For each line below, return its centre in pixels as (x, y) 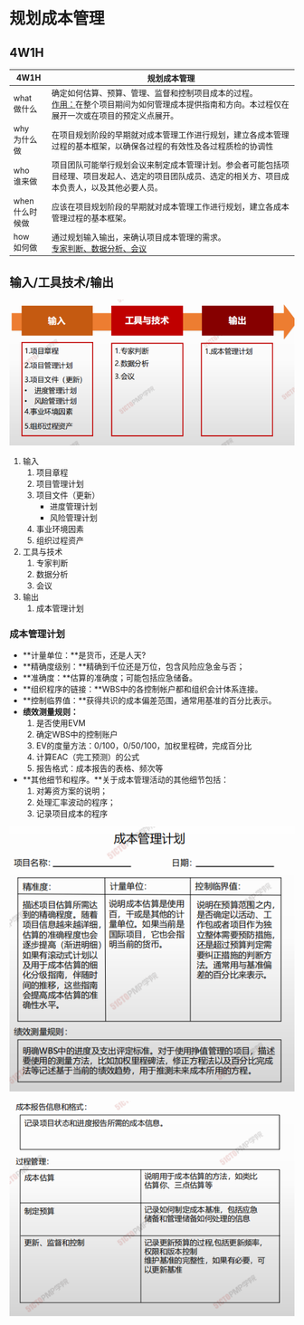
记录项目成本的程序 (72, 814)
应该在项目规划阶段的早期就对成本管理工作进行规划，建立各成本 (170, 206)
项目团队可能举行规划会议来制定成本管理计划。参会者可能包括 (166, 165)
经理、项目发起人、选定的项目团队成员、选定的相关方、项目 (171, 176)
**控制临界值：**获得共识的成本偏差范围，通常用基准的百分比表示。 (149, 701)
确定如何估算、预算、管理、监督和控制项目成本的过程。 (154, 92)
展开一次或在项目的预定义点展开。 (115, 115)
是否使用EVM (61, 723)
